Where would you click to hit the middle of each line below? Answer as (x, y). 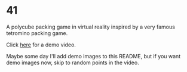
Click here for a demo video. (41, 45)
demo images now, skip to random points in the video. (73, 62)
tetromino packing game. (37, 33)
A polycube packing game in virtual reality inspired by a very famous (91, 27)
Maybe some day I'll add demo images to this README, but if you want (93, 56)
